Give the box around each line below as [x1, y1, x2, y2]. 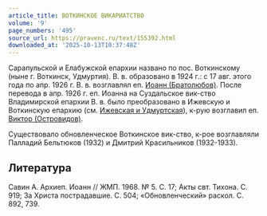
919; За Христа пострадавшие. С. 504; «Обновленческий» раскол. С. [8, 190, 245, 200]
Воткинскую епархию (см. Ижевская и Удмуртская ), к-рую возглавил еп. [8, 105, 259, 116]
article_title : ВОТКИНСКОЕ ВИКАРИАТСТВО [8, 11, 145, 20]
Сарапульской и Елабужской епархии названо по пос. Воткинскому [8, 63, 241, 73]
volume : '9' [8, 19, 48, 27]
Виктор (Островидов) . [8, 114, 84, 124]
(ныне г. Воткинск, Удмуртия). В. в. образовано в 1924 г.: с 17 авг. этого [8, 72, 252, 81]
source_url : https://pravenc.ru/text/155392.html [8, 33, 177, 42]
